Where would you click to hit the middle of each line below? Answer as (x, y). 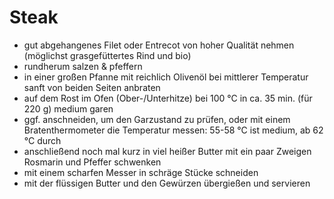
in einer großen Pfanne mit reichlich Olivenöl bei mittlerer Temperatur (166, 77)
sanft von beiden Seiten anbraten (92, 87)
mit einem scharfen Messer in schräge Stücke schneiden (141, 172)
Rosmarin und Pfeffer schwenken (92, 162)
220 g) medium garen (68, 108)
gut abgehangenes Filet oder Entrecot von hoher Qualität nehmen (159, 45)
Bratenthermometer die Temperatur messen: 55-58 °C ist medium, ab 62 (173, 130)
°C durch (42, 140)
